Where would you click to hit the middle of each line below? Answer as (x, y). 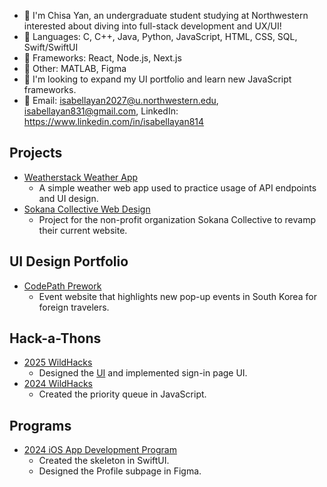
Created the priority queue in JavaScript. (122, 394)
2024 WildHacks (58, 384)
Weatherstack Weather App (81, 177)
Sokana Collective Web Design (87, 209)
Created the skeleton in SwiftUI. (104, 461)
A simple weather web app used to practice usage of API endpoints (177, 187)
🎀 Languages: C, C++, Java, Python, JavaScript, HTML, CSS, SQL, (160, 36)
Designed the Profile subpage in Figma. (120, 471)
